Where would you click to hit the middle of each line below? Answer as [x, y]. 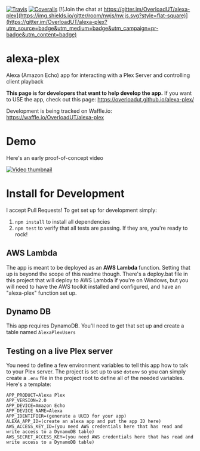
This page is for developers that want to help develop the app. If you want [99, 93]
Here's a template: [29, 384]
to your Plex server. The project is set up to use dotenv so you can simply [96, 372]
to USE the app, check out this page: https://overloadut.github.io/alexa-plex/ [100, 99]
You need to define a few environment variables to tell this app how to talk [97, 365]
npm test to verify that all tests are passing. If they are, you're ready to [101, 228]
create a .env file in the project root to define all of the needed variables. [95, 378]
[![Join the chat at [81, 9]
